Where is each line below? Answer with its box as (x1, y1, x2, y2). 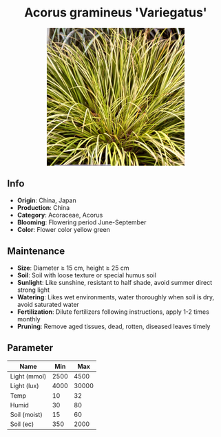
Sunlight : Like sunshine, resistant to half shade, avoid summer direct (17, 278, 213, 286)
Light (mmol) (10, 372, 47, 381)
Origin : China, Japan (17, 196, 77, 204)
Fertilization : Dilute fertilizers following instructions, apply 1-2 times (17, 308, 210, 316)
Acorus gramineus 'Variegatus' (23, 5, 208, 21)
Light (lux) (10, 382, 39, 390)
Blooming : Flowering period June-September (17, 218, 147, 226)
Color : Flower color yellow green (17, 225, 110, 233)
